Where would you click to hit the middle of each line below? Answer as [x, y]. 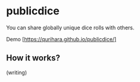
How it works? [33, 58]
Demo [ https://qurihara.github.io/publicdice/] [61, 39]
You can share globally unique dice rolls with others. [70, 28]
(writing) [17, 72]
